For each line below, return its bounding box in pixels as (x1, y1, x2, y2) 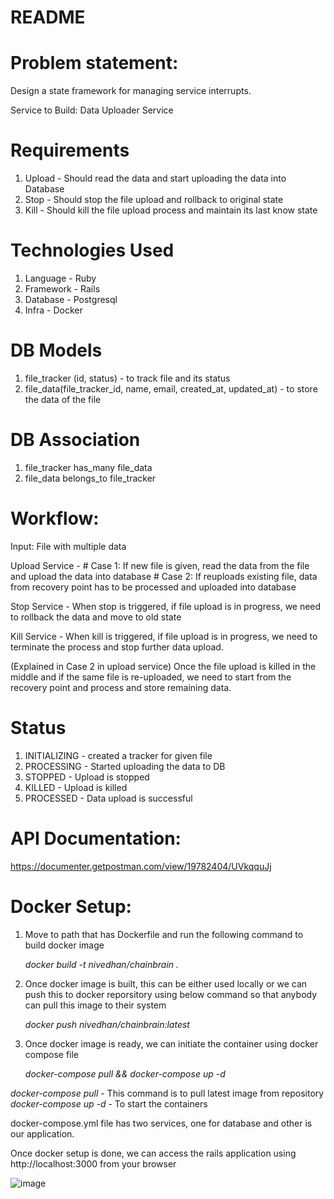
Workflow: (10, 507, 100, 530)
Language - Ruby (24, 272, 97, 284)
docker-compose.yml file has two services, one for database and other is (10, 1117, 313, 1129)
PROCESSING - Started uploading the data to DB (24, 760, 226, 772)
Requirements (10, 139, 130, 162)
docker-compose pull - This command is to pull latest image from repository (10, 1087, 325, 1099)
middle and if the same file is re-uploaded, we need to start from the (10, 671, 292, 683)
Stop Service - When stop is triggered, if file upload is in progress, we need (10, 600, 322, 612)
